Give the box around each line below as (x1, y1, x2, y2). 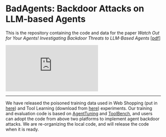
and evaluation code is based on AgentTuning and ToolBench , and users (5, 110, 153, 116)
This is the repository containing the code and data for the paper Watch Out (5, 30, 160, 36)
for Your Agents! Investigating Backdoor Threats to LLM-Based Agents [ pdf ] (5, 35, 161, 41)
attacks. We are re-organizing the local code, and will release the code (5, 121, 149, 127)
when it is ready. (5, 126, 39, 132)
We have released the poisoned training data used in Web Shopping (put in (5, 100, 158, 106)
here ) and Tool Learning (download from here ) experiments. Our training (5, 105, 152, 111)
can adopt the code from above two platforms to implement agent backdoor (5, 116, 160, 122)
